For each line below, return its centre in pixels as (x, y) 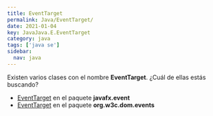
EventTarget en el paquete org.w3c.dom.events (86, 105)
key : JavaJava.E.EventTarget (49, 32)
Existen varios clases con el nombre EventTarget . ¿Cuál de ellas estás (106, 77)
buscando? (23, 84)
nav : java (27, 58)
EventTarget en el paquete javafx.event (74, 98)
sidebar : (20, 52)
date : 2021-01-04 (32, 26)
